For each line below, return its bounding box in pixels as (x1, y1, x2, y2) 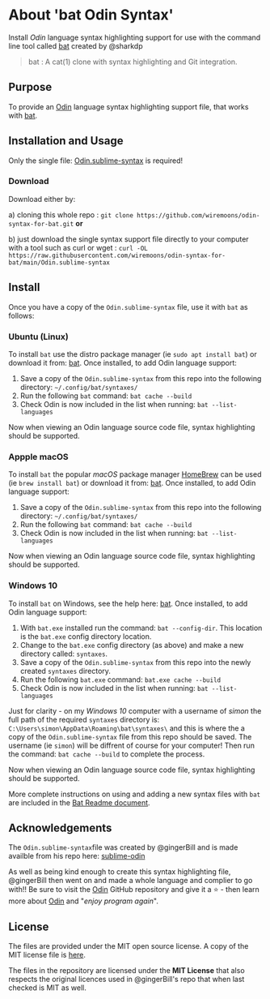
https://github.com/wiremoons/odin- (137, 211, 260, 220)
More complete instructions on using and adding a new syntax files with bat (8, 789, 261, 799)
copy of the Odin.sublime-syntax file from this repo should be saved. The (8, 731, 252, 741)
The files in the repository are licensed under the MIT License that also (8, 966, 245, 975)
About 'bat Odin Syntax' (8, 6, 174, 24)
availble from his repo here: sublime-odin (8, 851, 146, 861)
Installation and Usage (8, 134, 124, 148)
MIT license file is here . (8, 950, 86, 960)
